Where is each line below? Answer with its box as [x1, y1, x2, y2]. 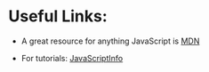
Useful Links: [8, 6, 108, 27]
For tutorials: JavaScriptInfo [20, 52, 124, 63]
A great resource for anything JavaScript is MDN [20, 36, 200, 46]
